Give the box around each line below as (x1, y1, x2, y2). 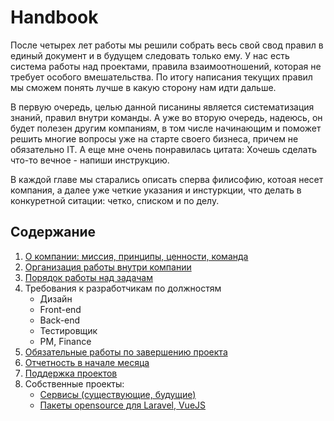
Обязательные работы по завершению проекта (24, 346, 228, 358)
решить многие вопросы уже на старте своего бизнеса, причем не (10, 132, 299, 145)
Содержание (10, 224, 97, 241)
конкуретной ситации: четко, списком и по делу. (10, 194, 220, 206)
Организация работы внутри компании (24, 261, 192, 273)
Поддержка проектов (24, 367, 118, 379)
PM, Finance (39, 335, 92, 347)
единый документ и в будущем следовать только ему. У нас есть (10, 49, 290, 61)
